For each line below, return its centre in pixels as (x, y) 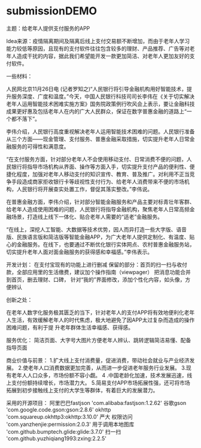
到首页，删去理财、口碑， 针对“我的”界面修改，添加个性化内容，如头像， (96, 279)
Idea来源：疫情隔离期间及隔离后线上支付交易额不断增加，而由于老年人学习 (98, 41)
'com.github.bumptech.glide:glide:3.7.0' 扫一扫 (64, 431)
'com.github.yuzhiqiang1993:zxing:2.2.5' (56, 438)
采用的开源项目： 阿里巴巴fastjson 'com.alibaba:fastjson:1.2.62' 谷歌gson (96, 403)
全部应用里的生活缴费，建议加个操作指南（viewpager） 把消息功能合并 (104, 272)
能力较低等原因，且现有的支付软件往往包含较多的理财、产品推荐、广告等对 (98, 48)
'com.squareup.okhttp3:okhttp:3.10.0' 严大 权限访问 (69, 416)
